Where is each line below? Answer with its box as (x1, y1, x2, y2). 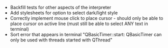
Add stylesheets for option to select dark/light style (10, 10, 118, 16)
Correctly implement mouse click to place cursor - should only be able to (10, 15, 163, 21)
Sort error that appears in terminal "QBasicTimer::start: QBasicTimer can (10, 32, 162, 37)
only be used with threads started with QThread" (10, 37, 113, 43)
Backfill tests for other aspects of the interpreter (10, 5, 111, 10)
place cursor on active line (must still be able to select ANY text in (10, 20, 149, 27)
